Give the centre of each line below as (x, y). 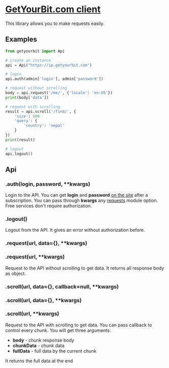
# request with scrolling (33, 107)
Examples (21, 39)
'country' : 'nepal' (44, 126)
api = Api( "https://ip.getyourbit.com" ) (49, 65)
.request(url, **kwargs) (35, 257)
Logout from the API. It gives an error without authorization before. (75, 230)
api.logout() (19, 154)
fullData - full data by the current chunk (54, 351)
